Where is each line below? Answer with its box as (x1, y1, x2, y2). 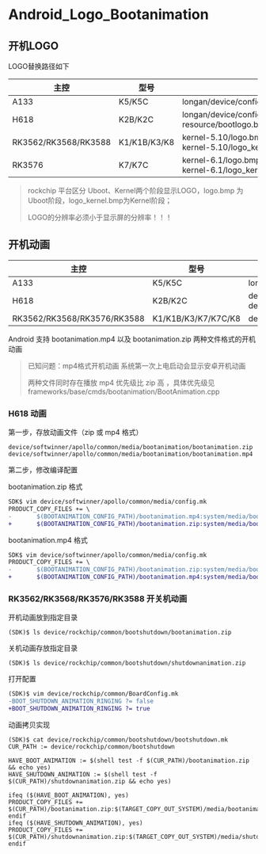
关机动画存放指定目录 (8, 643, 78, 653)
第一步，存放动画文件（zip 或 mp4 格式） (8, 428, 143, 437)
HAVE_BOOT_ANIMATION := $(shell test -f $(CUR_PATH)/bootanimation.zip (8, 757, 249, 765)
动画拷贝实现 (8, 720, 50, 730)
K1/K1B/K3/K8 (118, 137, 175, 147)
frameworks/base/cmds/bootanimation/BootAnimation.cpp (27, 387, 220, 396)
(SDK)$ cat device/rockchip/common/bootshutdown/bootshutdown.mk (8, 736, 228, 744)
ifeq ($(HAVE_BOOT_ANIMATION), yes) (8, 791, 129, 799)
